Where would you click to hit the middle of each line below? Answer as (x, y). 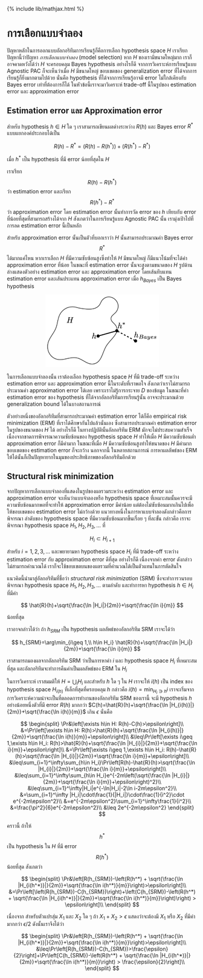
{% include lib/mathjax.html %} (46, 9)
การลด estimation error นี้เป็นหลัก (44, 226)
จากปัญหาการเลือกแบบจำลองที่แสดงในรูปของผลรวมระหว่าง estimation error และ (90, 491)
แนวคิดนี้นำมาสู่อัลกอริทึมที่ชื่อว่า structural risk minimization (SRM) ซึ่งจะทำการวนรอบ (100, 578)
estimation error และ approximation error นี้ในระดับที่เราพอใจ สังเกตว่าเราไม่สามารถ (98, 383)
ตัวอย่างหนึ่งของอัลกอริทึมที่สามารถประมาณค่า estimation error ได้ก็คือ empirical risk (97, 416)
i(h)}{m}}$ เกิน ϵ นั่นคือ (86, 712)
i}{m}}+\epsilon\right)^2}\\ (129, 782)
